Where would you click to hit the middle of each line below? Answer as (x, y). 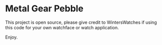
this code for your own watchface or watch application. (62, 27)
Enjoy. (11, 37)
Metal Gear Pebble (44, 9)
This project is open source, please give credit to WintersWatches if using (81, 22)
